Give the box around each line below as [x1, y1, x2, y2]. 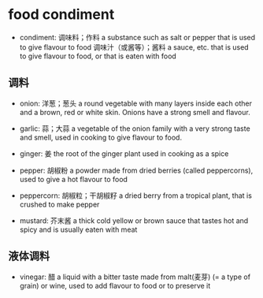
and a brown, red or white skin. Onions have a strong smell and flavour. [19, 107, 250, 117]
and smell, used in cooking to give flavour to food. [19, 132, 183, 142]
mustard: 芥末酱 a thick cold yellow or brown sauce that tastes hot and [19, 215, 249, 225]
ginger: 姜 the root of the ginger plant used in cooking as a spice [19, 148, 229, 158]
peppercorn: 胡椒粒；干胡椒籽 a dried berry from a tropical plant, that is [19, 191, 252, 200]
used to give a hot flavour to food [19, 174, 128, 184]
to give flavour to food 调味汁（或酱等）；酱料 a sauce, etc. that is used [19, 42, 250, 52]
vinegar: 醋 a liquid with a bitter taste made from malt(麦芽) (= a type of [19, 272, 250, 281]
